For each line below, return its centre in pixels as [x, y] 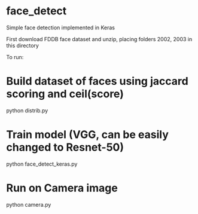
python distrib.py [27, 110]
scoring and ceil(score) [65, 94]
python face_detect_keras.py [42, 164]
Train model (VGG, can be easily [88, 135]
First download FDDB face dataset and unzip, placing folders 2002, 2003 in [99, 39]
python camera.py [29, 204]
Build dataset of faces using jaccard [97, 81]
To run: [15, 57]
